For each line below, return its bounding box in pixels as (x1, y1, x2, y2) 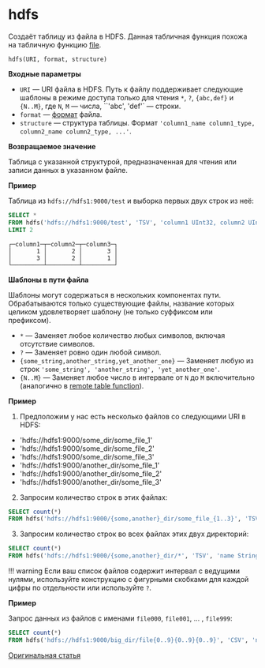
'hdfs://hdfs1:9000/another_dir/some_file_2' (19, 468, 162, 478)
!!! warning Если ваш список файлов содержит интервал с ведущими (8, 566, 241, 576)
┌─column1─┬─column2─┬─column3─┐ (8, 240, 118, 248)
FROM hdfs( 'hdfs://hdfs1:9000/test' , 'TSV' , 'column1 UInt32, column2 (8, 219, 245, 227)
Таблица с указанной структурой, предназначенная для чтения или (8, 156, 237, 167)
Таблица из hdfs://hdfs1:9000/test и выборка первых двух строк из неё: (8, 196, 255, 205)
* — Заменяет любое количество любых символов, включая (19, 330, 226, 340)
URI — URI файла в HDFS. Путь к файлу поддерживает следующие (19, 84, 244, 94)
